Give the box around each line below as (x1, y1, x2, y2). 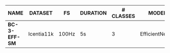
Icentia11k (28, 30, 54, 37)
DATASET (29, 9, 53, 16)
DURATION (80, 9, 107, 16)
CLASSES (111, 12, 136, 19)
